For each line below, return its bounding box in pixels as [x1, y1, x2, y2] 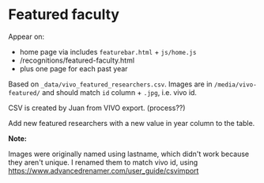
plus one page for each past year [19, 63, 128, 73]
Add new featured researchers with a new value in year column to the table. [8, 118, 255, 128]
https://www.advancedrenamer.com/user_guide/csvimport [8, 166, 199, 175]
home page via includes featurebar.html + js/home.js [19, 47, 197, 56]
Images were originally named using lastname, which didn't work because [8, 149, 250, 158]
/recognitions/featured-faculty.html [19, 55, 135, 65]
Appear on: [8, 32, 45, 41]
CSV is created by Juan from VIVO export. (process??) [8, 103, 186, 112]
